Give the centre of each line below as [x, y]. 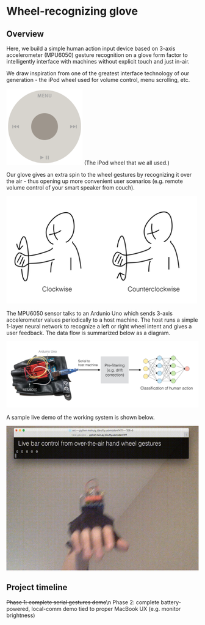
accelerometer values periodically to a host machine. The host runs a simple [102, 320]
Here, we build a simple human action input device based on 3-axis [91, 48]
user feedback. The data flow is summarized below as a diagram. [88, 333]
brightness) [21, 615]
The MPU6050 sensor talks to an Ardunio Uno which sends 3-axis [89, 314]
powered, [18, 608]
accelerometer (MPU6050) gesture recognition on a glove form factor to [97, 55]
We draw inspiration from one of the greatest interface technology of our [98, 73]
